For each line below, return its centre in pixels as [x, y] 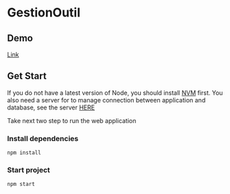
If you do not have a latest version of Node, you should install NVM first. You [115, 93]
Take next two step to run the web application [72, 120]
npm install [24, 153]
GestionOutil [44, 13]
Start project [28, 170]
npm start [21, 184]
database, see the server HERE [51, 107]
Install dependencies [43, 138]
